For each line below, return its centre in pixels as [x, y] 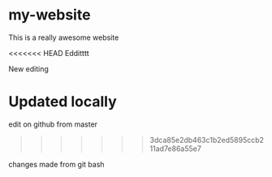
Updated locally [63, 102]
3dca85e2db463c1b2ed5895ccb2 [207, 140]
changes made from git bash [56, 164]
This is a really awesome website [64, 37]
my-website [50, 15]
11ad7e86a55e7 [175, 149]
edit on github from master [53, 124]
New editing [28, 69]
